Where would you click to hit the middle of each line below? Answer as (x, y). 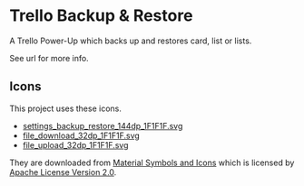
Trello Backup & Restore (101, 16)
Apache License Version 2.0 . (63, 172)
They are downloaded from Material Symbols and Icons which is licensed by (152, 163)
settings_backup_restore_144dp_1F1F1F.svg (103, 126)
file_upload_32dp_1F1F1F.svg (75, 144)
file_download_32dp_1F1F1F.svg (81, 135)
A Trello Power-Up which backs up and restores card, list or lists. (131, 41)
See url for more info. (49, 58)
